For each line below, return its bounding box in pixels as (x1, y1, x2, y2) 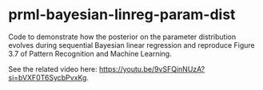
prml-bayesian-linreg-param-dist (8, 6, 236, 24)
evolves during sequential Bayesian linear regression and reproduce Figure (8, 40, 255, 49)
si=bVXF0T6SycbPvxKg (8, 72, 87, 82)
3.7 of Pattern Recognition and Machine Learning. (8, 49, 172, 58)
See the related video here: (8, 64, 98, 73)
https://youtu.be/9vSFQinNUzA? (98, 64, 205, 73)
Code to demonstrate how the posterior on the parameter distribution (8, 32, 237, 41)
